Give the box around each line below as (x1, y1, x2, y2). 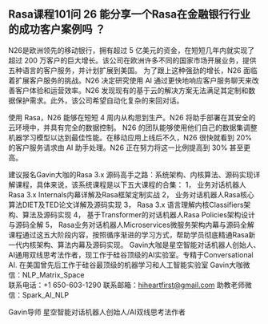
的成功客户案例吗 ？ (8, 22, 106, 36)
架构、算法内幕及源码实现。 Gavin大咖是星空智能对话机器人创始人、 (35, 240, 261, 249)
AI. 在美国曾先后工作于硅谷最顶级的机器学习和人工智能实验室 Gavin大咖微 (8, 260, 250, 269)
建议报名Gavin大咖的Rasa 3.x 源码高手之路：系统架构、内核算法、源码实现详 (8, 169, 261, 179)
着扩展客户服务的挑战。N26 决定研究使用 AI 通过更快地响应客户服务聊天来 (8, 75, 252, 85)
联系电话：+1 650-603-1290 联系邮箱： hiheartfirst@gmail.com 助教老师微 (8, 280, 252, 290)
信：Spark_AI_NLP (8, 290, 70, 299)
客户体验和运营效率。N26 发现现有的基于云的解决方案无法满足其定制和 (14, 85, 249, 95)
